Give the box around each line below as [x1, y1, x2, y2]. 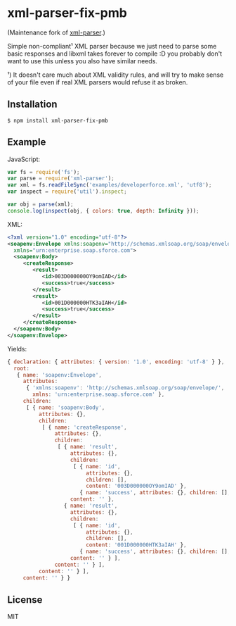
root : [13, 365, 30, 372]
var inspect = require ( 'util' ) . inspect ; [7, 188, 128, 195]
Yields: [7, 344, 27, 353]
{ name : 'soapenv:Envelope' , [16, 371, 102, 378]
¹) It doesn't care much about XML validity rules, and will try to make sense [7, 70, 224, 79]
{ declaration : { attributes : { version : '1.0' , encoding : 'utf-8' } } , [7, 358, 225, 365]
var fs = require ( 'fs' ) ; [7, 168, 80, 175]
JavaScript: [7, 155, 41, 163]
